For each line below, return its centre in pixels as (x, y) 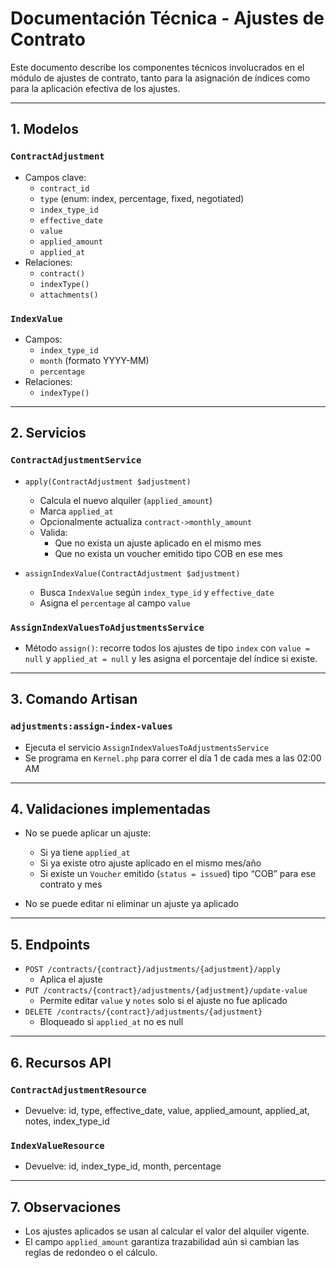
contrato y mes (71, 884)
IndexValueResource (57, 1145)
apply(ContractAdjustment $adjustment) (108, 482)
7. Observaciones (66, 1207)
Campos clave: (55, 177)
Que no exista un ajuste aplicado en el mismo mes (158, 543)
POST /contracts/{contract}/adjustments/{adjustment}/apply (152, 970)
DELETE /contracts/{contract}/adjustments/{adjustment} (143, 1012)
